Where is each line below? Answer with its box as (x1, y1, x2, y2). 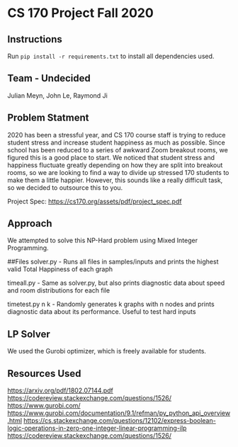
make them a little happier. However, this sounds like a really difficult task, (7, 176, 223, 184)
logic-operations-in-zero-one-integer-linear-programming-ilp (7, 424, 187, 433)
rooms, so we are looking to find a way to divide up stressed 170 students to (7, 168, 229, 176)
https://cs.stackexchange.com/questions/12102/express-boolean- (23, 417, 216, 425)
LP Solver (7, 328, 51, 340)
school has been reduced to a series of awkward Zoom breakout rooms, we (7, 145, 228, 154)
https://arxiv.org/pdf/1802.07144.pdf (7, 386, 113, 395)
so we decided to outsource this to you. (7, 183, 123, 192)
